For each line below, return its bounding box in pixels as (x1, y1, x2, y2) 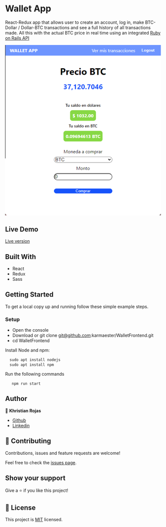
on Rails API (5, 35, 30, 41)
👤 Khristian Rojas (5, 407, 41, 413)
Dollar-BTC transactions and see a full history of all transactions (21, 24, 151, 30)
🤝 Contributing (5, 437, 51, 445)
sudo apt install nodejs (9, 357, 61, 362)
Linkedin (12, 422, 30, 428)
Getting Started (5, 290, 54, 299)
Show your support (5, 474, 66, 483)
